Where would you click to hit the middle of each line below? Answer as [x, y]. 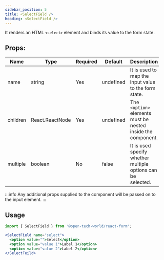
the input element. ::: [26, 200]
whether [140, 158]
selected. [141, 182]
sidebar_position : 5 [26, 10]
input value [143, 82]
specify [139, 152]
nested [138, 126]
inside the [141, 131]
